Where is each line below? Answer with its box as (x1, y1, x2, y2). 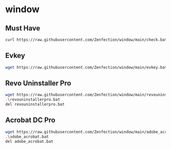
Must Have (5, 24, 41, 33)
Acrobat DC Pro (5, 116, 55, 125)
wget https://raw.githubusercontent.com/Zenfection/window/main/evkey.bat (5, 65, 167, 70)
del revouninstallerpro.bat (5, 102, 65, 107)
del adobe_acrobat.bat (5, 139, 53, 144)
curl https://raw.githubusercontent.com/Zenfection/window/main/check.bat (5, 37, 167, 42)
